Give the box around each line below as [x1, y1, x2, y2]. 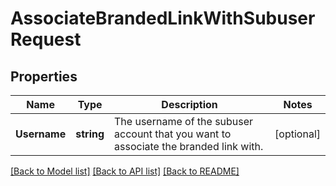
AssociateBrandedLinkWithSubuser [10, 7, 316, 30]
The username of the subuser [114, 115, 254, 128]
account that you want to [114, 127, 232, 141]
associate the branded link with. [114, 140, 264, 153]
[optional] [274, 127, 321, 141]
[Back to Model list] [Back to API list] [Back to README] [10, 165, 240, 177]
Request [10, 28, 82, 51]
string [75, 127, 105, 141]
